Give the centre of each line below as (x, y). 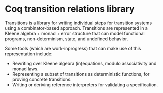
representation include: (29, 54)
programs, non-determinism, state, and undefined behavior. (67, 39)
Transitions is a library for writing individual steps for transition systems (79, 23)
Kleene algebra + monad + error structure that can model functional (75, 33)
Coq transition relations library (70, 9)
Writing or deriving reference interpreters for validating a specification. (85, 85)
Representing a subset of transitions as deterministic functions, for (81, 74)
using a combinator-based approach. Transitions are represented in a (77, 28)
